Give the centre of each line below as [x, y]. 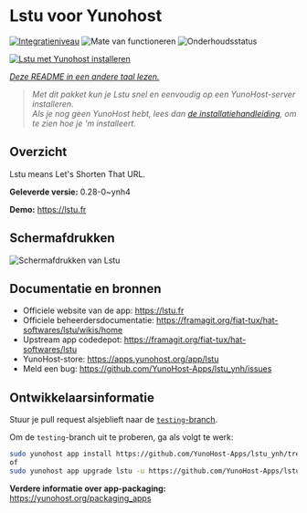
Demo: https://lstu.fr [48, 209]
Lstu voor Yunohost [86, 16]
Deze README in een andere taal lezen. [85, 76]
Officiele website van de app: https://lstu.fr [103, 310]
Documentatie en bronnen [85, 288]
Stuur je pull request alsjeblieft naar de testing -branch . [114, 420]
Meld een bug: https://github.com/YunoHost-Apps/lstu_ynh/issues [147, 369]
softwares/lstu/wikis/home [73, 330]
